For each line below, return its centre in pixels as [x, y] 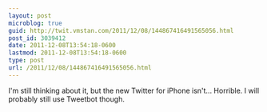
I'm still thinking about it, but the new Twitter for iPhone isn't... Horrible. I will [134, 90]
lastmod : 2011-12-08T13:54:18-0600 [68, 53]
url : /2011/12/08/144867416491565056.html [80, 68]
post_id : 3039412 [37, 38]
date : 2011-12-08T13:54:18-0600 [62, 46]
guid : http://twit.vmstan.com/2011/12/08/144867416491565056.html [121, 30]
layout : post [30, 16]
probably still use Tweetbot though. [67, 99]
